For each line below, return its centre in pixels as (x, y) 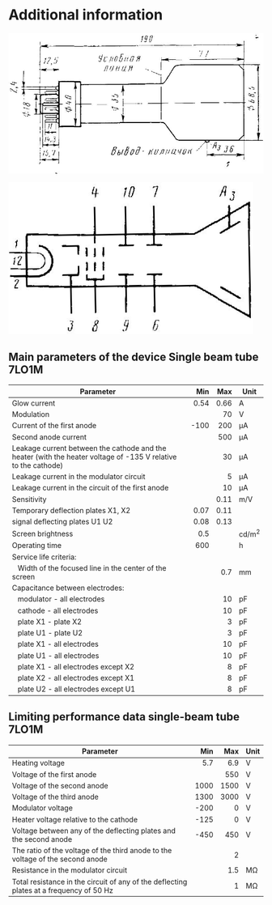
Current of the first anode (54, 426)
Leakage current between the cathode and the (89, 448)
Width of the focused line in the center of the (92, 567)
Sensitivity (29, 499)
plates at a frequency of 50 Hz (62, 890)
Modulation (31, 414)
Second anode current (49, 437)
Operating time (37, 546)
